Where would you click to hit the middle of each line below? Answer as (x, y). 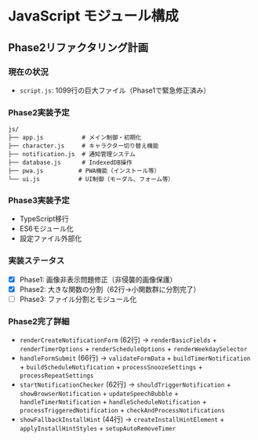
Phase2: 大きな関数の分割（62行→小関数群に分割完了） (110, 289)
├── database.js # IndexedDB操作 (70, 163)
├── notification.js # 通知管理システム (72, 155)
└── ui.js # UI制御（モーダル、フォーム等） (91, 180)
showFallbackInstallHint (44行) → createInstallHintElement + (122, 420)
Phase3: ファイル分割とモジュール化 (78, 299)
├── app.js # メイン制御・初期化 (75, 138)
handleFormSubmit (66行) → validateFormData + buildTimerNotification (135, 358)
